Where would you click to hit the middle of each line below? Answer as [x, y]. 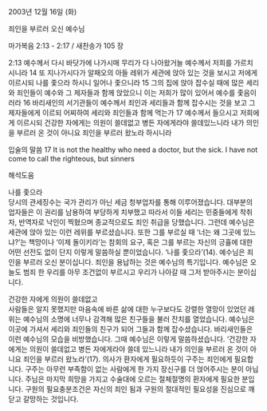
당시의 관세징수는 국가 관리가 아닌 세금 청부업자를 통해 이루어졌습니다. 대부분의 [131, 202]
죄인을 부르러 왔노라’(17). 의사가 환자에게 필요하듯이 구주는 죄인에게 [128, 359]
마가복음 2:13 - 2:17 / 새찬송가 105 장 [66, 46]
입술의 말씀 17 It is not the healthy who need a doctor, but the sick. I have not [133, 150]
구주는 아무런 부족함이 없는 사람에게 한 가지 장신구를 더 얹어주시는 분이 [135, 369]
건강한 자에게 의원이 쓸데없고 [53, 299]
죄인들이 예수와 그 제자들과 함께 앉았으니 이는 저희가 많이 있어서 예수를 [126, 93]
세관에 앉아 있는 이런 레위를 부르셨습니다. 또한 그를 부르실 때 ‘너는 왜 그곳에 [125, 232]
